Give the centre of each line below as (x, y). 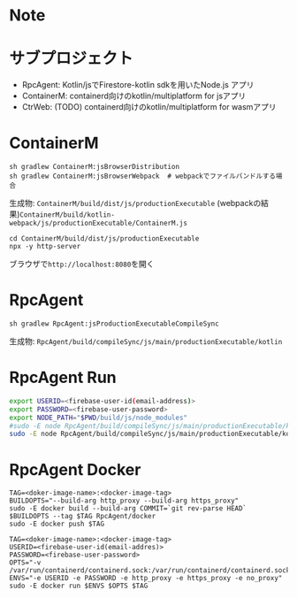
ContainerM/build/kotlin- (67, 215)
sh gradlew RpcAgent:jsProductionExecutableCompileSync (114, 324)
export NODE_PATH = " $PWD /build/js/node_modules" (99, 418)
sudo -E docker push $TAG (57, 524)
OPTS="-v (25, 563)
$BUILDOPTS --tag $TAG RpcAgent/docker (83, 517)
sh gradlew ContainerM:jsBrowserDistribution (94, 167)
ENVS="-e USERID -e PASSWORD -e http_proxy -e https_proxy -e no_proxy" (146, 579)
